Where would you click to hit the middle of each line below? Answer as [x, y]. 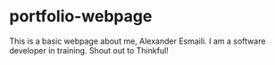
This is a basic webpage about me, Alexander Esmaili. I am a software [137, 41]
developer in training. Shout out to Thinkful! [89, 50]
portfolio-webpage [81, 16]
